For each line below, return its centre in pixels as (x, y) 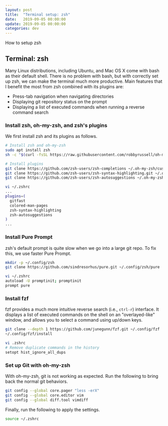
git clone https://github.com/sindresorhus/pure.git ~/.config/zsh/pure (82, 267)
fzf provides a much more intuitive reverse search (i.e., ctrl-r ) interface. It (82, 310)
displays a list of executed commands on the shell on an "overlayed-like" (80, 315)
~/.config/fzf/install (29, 334)
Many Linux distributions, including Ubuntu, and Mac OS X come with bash (82, 70)
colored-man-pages (29, 205)
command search (30, 112)
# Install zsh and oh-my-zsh (35, 146)
